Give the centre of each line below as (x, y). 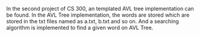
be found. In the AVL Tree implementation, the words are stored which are (98, 15)
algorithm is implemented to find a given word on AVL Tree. (80, 27)
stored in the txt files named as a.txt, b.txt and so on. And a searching (93, 21)
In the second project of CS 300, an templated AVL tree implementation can (100, 9)
